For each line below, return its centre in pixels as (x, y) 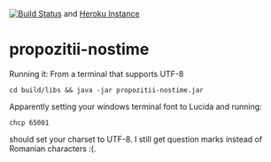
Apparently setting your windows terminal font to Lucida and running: (136, 106)
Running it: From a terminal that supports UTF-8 (97, 73)
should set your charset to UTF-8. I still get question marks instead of (136, 139)
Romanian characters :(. (53, 148)
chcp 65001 (29, 123)
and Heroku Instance (101, 14)
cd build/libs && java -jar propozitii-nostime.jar (106, 90)
